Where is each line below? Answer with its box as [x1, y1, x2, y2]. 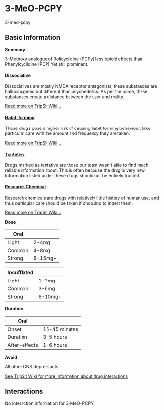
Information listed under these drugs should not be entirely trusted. [5, 173, 141, 179]
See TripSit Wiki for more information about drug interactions [5, 373, 128, 379]
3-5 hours [43, 333, 67, 340]
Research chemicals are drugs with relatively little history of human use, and [5, 195, 159, 201]
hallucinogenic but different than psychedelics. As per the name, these [5, 88, 148, 94]
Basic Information [5, 33, 61, 42]
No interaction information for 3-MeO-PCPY [5, 400, 94, 406]
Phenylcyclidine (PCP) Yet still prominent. [5, 61, 89, 67]
